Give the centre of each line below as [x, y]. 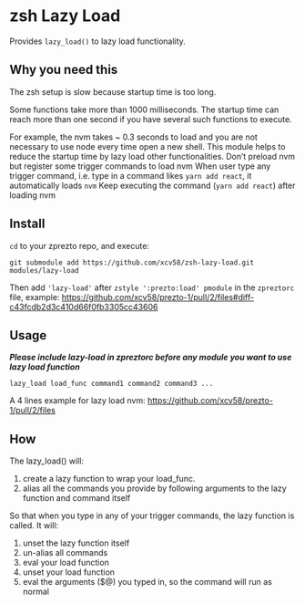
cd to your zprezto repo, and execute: [80, 245]
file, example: [35, 297]
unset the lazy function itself [76, 543]
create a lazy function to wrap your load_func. [109, 479]
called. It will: [34, 526]
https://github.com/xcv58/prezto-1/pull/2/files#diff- [158, 297]
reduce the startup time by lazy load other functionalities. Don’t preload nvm [152, 156]
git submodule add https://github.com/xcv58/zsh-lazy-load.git [132, 262]
